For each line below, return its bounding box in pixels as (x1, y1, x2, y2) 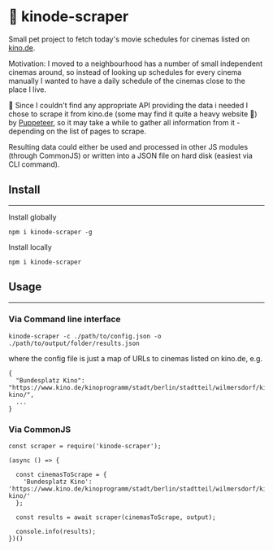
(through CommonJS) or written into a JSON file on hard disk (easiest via (8, 151, 253, 160)
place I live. (8, 85, 47, 94)
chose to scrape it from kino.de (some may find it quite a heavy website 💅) (8, 109, 258, 119)
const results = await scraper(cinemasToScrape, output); (15, 513, 217, 522)
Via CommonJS (8, 423, 71, 434)
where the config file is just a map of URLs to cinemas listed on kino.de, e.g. (8, 353, 262, 363)
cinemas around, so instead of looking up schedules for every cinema (8, 67, 242, 76)
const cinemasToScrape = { (15, 471, 107, 479)
